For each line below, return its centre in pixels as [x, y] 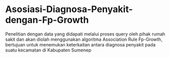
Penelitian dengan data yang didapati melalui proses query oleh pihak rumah [85, 34]
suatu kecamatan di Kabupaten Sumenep [48, 50]
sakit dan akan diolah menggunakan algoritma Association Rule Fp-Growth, [84, 39]
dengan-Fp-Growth [47, 20]
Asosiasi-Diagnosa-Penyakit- [69, 9]
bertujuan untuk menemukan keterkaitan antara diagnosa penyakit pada [80, 44]
